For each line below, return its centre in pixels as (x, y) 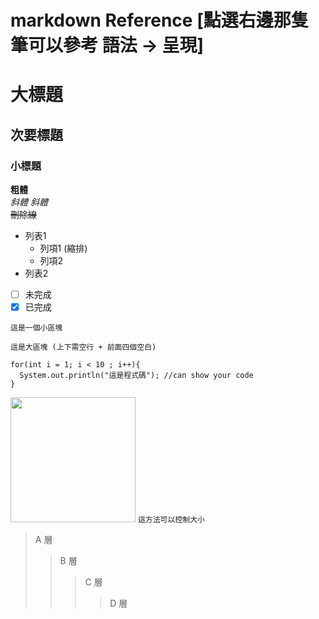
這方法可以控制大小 (171, 520)
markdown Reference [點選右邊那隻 (159, 20)
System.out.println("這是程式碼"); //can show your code (136, 376)
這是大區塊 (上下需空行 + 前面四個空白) (83, 347)
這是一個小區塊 (36, 328)
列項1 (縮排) (63, 248)
